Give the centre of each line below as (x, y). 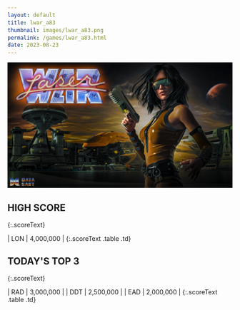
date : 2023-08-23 (33, 45)
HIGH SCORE (37, 208)
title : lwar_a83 (31, 22)
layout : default (31, 15)
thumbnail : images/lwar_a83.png (55, 30)
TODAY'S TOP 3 (44, 261)
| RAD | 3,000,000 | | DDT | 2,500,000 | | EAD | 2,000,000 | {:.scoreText (112, 292)
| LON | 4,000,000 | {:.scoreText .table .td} (69, 239)
